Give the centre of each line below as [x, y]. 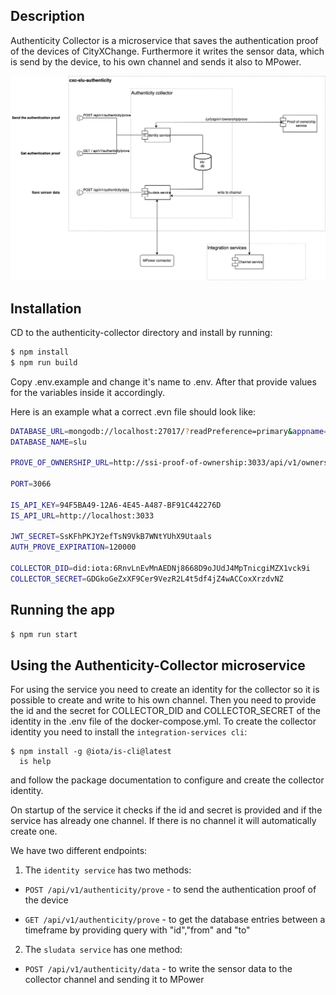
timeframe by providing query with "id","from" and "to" [137, 930]
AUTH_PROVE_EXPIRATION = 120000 [73, 547]
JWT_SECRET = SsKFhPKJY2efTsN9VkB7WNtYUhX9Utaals [111, 537]
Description [47, 16]
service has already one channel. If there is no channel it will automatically [163, 821]
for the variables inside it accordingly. [87, 392]
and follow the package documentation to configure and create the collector [167, 780]
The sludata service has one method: [103, 950]
